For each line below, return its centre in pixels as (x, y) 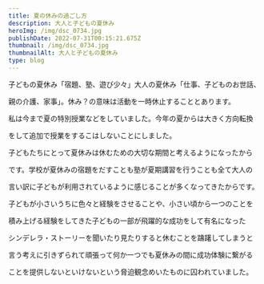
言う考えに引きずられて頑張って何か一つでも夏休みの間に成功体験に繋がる (131, 254)
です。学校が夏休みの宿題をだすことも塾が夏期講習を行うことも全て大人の (131, 169)
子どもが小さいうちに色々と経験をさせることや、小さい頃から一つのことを (131, 203)
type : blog (26, 61)
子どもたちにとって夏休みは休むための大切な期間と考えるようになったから (131, 152)
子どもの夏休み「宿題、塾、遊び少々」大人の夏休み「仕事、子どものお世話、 (134, 84)
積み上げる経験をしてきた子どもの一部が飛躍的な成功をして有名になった (127, 221)
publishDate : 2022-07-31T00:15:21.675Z (75, 38)
